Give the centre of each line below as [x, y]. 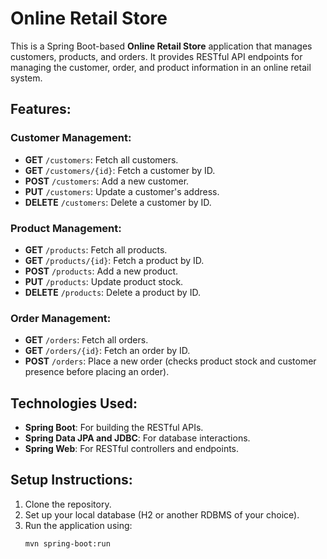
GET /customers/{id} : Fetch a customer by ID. [120, 170]
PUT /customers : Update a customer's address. [122, 191]
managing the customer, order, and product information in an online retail [161, 67]
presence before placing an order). [97, 372]
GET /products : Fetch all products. [96, 249]
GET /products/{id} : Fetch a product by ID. [114, 260]
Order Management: [61, 318]
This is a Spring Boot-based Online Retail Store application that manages [161, 46]
